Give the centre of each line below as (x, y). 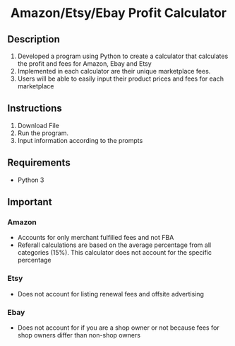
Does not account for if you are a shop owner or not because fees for (119, 328)
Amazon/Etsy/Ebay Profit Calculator (119, 13)
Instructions (35, 109)
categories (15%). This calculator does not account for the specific (114, 253)
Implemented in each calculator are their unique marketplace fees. (114, 71)
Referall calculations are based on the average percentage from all (114, 245)
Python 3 (31, 180)
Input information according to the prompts (80, 140)
